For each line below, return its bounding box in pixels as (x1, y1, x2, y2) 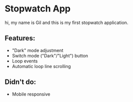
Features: (5, 34, 36, 42)
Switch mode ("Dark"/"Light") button (12, 52, 88, 58)
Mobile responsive (12, 91, 51, 97)
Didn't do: (5, 78, 36, 86)
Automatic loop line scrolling (12, 63, 71, 69)
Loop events (12, 58, 38, 64)
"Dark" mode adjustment (12, 47, 64, 53)
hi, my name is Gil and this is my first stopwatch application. (5, 19, 128, 25)
